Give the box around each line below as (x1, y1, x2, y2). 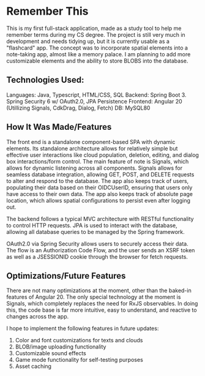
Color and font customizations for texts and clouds (15, 337, 143, 344)
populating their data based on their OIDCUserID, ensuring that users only (6, 184, 193, 191)
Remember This (6, 4, 89, 18)
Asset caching (15, 363, 52, 370)
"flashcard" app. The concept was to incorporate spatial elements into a (6, 44, 188, 51)
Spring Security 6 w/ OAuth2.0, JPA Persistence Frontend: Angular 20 (6, 97, 182, 105)
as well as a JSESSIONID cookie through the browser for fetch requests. (6, 253, 188, 260)
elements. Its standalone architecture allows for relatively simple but (6, 145, 178, 152)
